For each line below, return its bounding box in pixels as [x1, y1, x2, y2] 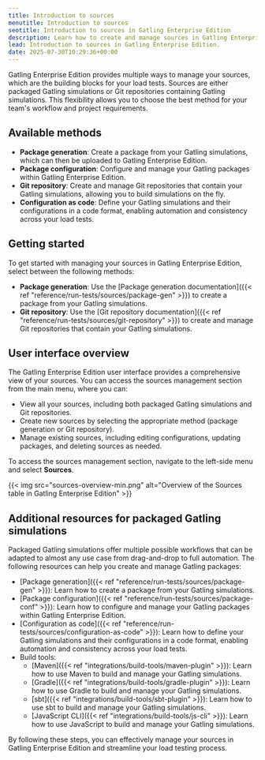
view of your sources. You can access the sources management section [8, 376, 243, 385]
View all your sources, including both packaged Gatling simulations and [19, 399, 252, 409]
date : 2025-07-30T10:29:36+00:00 [8, 48, 118, 56]
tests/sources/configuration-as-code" [19, 627, 144, 637]
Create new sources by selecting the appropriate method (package [19, 416, 238, 426]
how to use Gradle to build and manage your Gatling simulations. [31, 686, 242, 695]
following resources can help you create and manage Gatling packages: [8, 562, 242, 571]
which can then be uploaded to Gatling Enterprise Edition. [19, 155, 207, 165]
